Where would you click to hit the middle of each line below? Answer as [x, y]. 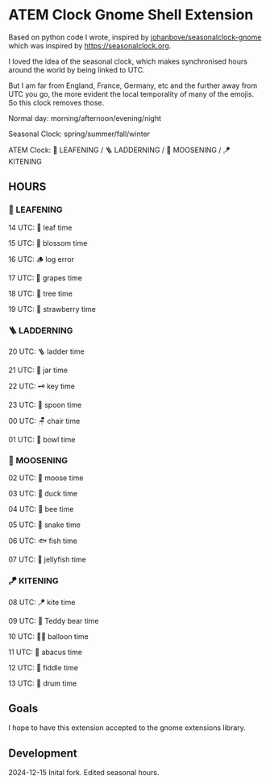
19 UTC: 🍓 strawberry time [52, 309]
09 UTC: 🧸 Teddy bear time [54, 620]
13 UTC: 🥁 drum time [43, 683]
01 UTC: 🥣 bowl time [42, 439]
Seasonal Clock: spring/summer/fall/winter [79, 134]
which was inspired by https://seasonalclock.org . [90, 45]
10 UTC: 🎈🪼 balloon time [48, 636]
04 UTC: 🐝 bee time [41, 509]
